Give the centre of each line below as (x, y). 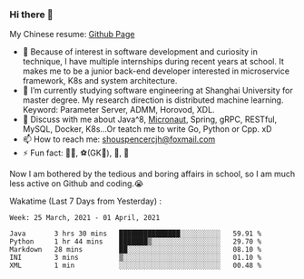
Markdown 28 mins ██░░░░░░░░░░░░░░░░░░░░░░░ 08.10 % (135, 250)
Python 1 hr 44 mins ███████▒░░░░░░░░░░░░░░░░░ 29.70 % (135, 242)
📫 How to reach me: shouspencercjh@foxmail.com (119, 139)
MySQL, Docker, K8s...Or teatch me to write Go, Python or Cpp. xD (147, 129)
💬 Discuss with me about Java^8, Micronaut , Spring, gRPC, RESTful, (150, 120)
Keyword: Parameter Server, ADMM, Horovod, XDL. (118, 110)
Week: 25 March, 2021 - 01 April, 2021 (85, 218)
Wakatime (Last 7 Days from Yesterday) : (86, 201)
